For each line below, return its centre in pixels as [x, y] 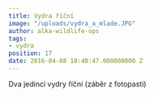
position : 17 [30, 53]
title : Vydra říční [41, 16]
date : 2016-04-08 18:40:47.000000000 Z [76, 61]
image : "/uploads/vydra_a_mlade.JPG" [72, 23]
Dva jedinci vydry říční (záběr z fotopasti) [77, 84]
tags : [17, 38]
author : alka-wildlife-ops [54, 31]
